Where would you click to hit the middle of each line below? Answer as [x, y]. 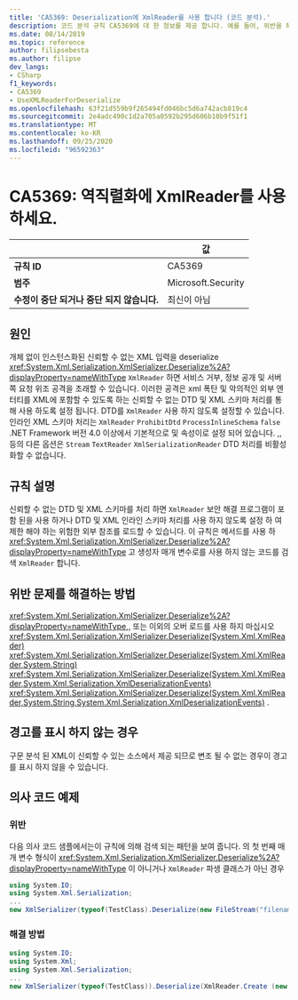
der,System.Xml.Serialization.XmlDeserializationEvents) [110, 684]
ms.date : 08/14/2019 [47, 34]
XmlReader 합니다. [49, 563]
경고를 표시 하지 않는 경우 [74, 733]
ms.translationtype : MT [53, 125]
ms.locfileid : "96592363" [57, 149]
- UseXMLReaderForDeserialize [65, 100]
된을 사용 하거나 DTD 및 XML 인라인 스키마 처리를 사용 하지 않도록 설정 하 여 [150, 520]
